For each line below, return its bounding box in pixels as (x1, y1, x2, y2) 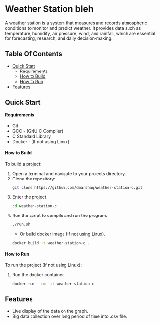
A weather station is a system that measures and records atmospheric (5, 20, 147, 26)
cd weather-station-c (12, 204, 57, 209)
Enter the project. (12, 194, 48, 200)
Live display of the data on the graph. (12, 308, 89, 314)
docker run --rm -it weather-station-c (12, 281, 95, 287)
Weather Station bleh (5, 3, 94, 15)
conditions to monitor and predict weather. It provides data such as (5, 25, 141, 31)
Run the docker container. (12, 272, 65, 278)
